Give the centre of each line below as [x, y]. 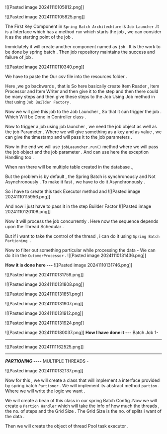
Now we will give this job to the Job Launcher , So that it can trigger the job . [83, 112]
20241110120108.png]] [28, 212]
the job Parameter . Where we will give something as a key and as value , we [83, 132]
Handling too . [19, 157]
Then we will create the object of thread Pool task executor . [67, 426]
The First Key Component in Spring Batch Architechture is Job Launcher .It [82, 26]
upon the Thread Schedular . [35, 226]
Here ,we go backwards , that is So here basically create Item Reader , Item [82, 86]
